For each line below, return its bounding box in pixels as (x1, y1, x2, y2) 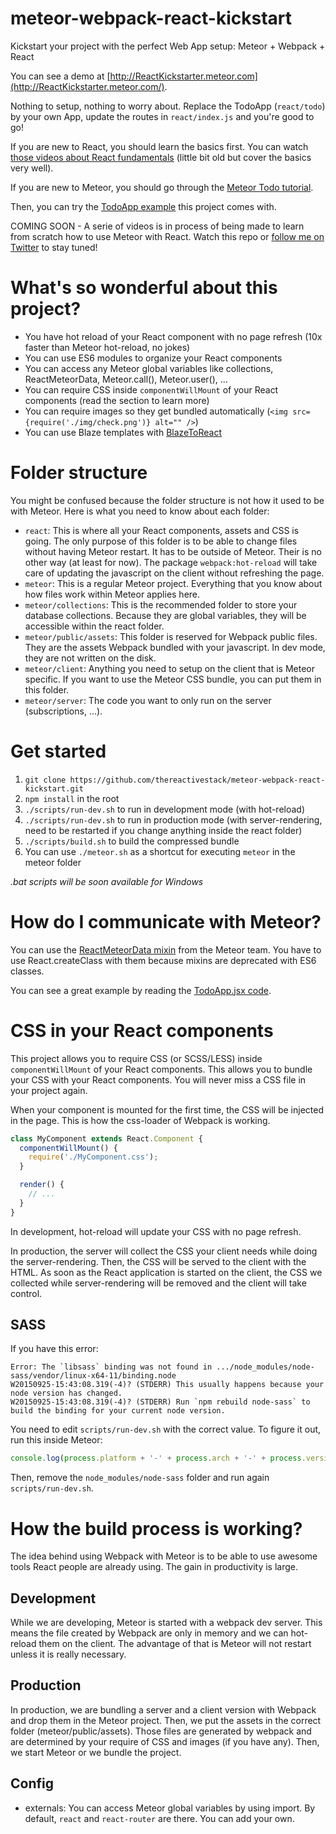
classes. (10, 965, 45, 977)
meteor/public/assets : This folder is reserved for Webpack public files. (24, 630, 318, 642)
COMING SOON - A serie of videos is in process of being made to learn (10, 220, 305, 232)
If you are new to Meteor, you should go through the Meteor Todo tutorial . (10, 181, 314, 193)
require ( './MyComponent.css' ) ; (28, 1152, 159, 1162)
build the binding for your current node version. (10, 1406, 226, 1416)
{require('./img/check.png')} (24, 417, 152, 427)
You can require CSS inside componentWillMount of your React (24, 383, 279, 396)
